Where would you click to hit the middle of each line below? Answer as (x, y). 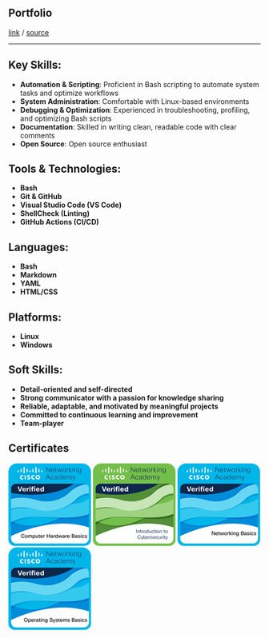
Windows (36, 345)
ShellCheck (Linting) (55, 213)
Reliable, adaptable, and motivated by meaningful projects (119, 406)
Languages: (39, 247)
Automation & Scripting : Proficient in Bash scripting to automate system (139, 84)
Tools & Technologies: (65, 169)
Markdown (38, 275)
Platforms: (35, 317)
